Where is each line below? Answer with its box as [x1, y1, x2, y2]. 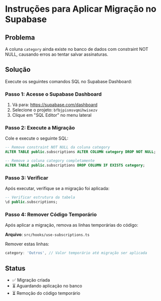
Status [5, 264, 26, 272]
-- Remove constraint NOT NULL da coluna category [5, 145, 110, 150]
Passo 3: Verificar [5, 174, 49, 181]
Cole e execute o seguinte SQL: [5, 135, 68, 141]
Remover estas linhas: [5, 241, 50, 247]
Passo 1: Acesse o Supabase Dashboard [5, 90, 102, 97]
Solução [5, 65, 31, 74]
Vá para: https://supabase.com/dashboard [12, 102, 98, 108]
